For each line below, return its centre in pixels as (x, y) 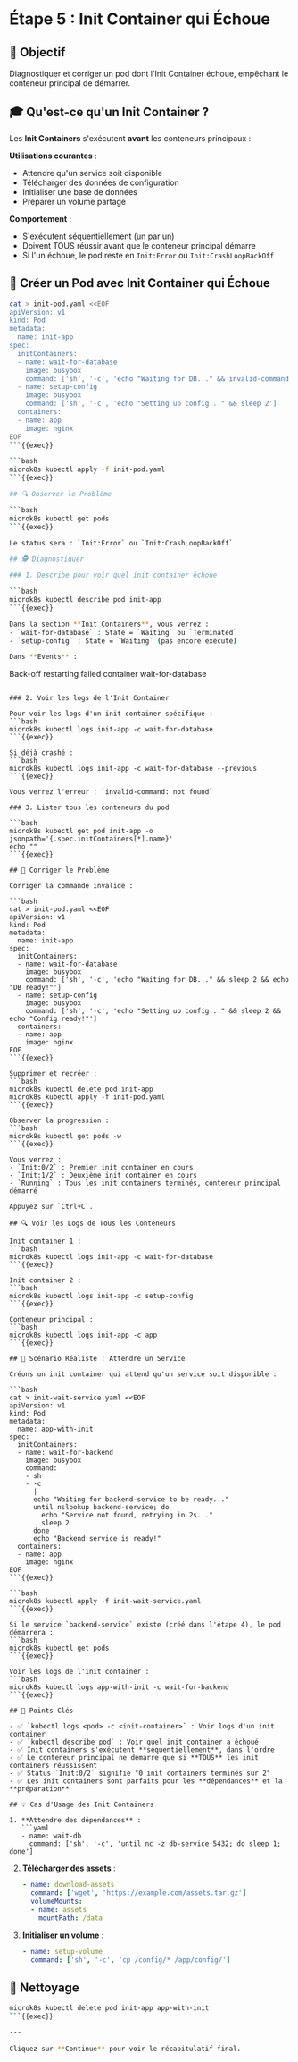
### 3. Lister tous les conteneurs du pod (89, 808)
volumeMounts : (57, 1901)
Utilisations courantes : (54, 156)
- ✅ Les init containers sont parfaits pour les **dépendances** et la (146, 1781)
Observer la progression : (59, 1121)
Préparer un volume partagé (74, 201)
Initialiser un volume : (63, 1935)
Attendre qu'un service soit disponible (92, 173)
